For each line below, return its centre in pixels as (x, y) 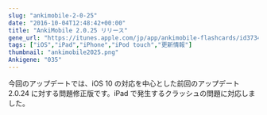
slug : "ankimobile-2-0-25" (53, 15)
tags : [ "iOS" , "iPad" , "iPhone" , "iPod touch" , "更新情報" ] (100, 45)
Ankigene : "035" (35, 60)
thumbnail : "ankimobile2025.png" (64, 52)
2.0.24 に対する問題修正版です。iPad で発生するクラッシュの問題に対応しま (132, 93)
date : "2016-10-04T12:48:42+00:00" (67, 23)
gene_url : (25, 38)
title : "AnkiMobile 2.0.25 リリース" (68, 30)
